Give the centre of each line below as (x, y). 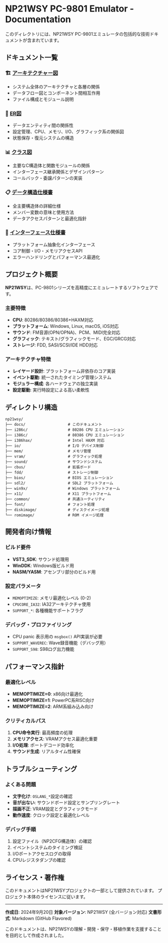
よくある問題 (21, 784)
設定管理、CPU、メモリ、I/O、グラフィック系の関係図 (68, 132)
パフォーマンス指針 (35, 667)
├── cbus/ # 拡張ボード (48, 467)
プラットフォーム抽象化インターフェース (54, 245)
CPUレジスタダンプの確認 (39, 860)
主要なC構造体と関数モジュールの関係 (51, 166)
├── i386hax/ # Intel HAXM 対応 (55, 441)
